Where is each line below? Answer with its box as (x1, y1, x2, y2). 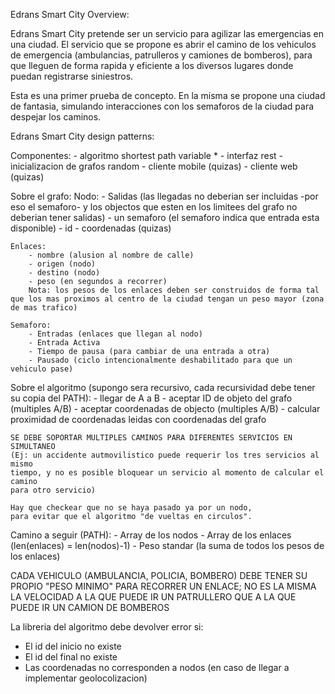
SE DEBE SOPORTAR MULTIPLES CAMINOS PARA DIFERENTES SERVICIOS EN (10, 433, 293, 443)
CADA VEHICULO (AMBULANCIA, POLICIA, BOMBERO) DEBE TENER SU (10, 570, 308, 581)
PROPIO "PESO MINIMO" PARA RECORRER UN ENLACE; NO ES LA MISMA (10, 580, 317, 592)
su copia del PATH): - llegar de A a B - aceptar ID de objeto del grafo (10, 392, 293, 404)
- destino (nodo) (28, 268, 101, 278)
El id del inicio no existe (24, 640, 122, 652)
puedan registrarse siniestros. (10, 70, 134, 82)
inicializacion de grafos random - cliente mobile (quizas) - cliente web (10, 160, 298, 172)
